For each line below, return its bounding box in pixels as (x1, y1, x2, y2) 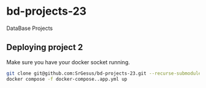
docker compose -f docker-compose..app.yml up (6, 76, 128, 82)
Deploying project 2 (6, 42, 83, 53)
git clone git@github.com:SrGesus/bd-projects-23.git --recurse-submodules (6, 70, 204, 76)
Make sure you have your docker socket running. (6, 58, 130, 65)
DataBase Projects (6, 24, 53, 32)
